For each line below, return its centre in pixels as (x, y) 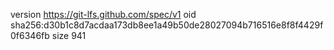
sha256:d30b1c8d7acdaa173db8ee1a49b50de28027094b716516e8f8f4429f (167, 25)
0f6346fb (30, 35)
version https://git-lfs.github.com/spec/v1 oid (103, 14)
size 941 (69, 35)
